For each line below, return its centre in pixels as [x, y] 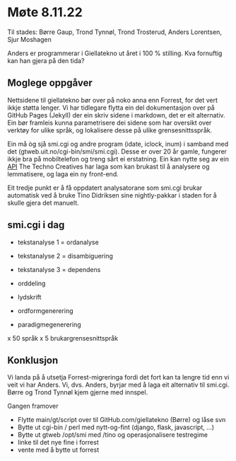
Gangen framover [33, 406]
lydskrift [29, 297]
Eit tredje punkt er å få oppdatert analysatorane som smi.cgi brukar [105, 188]
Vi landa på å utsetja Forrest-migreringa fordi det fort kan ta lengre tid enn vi [118, 377]
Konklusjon [33, 360]
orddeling [31, 283]
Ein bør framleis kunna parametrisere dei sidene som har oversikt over [110, 123]
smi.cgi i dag [36, 225]
